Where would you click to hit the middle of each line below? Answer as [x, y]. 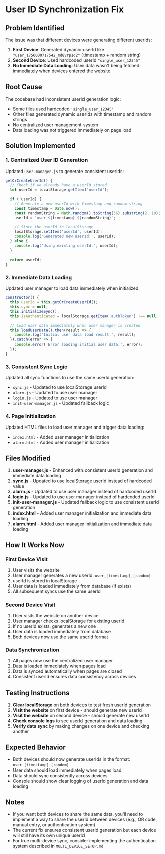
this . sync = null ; [29, 307]
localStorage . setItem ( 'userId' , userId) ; [58, 232]
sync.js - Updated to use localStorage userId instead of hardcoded [82, 481]
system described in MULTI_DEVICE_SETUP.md [58, 846]
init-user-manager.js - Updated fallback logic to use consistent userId [86, 502]
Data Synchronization [32, 650]
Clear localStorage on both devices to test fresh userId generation [82, 705]
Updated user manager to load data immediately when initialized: [72, 288]
